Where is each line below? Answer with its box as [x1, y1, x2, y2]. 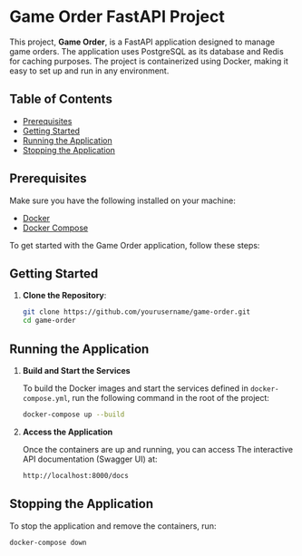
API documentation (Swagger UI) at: [22, 454, 158, 464]
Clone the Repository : [22, 290, 107, 301]
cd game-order [22, 316, 76, 326]
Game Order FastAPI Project [9, 6, 225, 27]
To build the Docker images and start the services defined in [22, 383, 249, 394]
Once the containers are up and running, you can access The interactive [22, 444, 293, 454]
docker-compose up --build [22, 410, 125, 419]
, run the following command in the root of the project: [67, 392, 270, 403]
